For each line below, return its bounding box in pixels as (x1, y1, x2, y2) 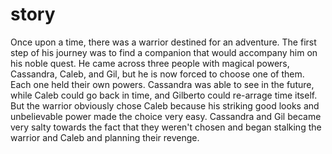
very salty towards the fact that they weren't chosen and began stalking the (10, 121, 322, 133)
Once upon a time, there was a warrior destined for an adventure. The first (10, 36, 317, 48)
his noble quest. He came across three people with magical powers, (10, 57, 290, 69)
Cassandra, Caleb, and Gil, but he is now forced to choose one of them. (10, 68, 305, 80)
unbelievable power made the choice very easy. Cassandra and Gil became (10, 110, 322, 122)
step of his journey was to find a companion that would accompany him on (10, 46, 318, 58)
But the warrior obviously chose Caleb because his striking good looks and (10, 99, 320, 112)
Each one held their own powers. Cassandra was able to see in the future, (10, 78, 315, 90)
